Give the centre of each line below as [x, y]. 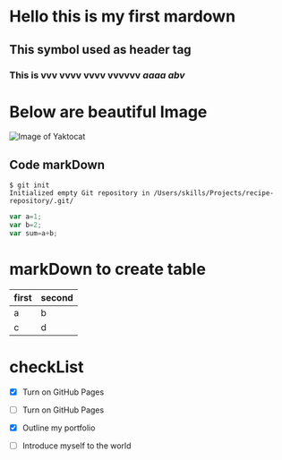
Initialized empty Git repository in [80, 193]
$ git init [30, 185]
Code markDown [57, 164]
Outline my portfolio [59, 428]
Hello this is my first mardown [122, 17]
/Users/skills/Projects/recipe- [214, 193]
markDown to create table [107, 269]
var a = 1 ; [26, 217]
